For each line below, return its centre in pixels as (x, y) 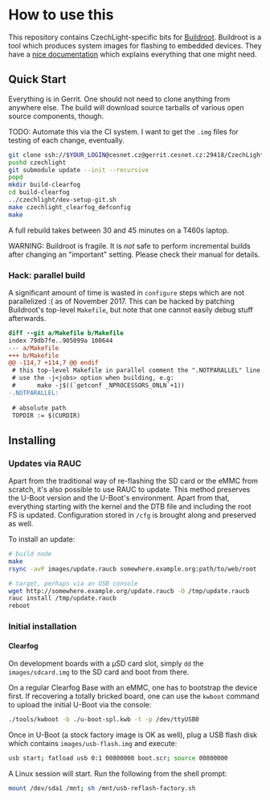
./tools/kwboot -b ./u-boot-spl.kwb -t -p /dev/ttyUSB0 (104, 720)
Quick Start (37, 79)
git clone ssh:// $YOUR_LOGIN (57, 155)
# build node (30, 554)
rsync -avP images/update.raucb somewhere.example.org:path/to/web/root (133, 569)
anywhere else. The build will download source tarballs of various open (127, 107)
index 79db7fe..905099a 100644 (61, 340)
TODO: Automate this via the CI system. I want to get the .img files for (123, 131)
